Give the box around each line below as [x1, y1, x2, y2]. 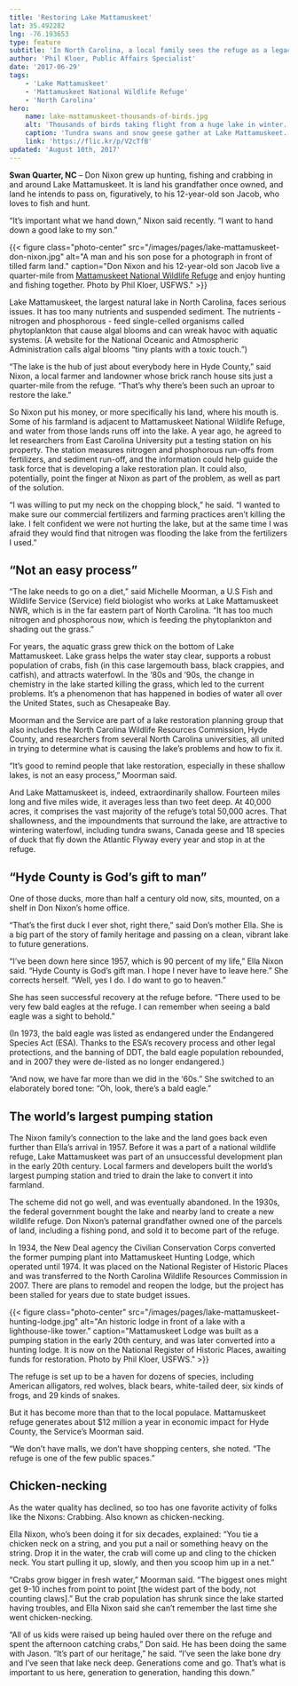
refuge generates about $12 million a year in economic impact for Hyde [9, 1417, 269, 1428]
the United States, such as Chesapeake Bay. [9, 698, 171, 709]
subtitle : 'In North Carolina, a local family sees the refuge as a [9, 46, 268, 55]
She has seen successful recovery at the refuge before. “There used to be [9, 992, 281, 1003]
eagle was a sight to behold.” [9, 1011, 115, 1022]
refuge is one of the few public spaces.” [9, 1453, 155, 1464]
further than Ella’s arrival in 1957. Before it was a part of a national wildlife [9, 1142, 277, 1153]
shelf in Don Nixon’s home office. [9, 903, 130, 913]
